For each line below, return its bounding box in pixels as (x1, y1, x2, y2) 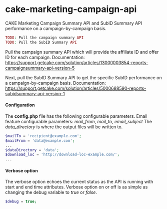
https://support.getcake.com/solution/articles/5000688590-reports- (5, 85, 146, 91)
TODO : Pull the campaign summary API (5, 35, 84, 40)
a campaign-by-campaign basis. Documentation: (5, 80, 106, 86)
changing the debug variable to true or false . (5, 189, 97, 195)
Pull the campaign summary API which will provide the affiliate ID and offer (5, 49, 159, 55)
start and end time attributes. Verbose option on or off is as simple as (5, 184, 148, 190)
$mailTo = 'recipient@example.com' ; (5, 133, 81, 138)
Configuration (5, 102, 35, 108)
